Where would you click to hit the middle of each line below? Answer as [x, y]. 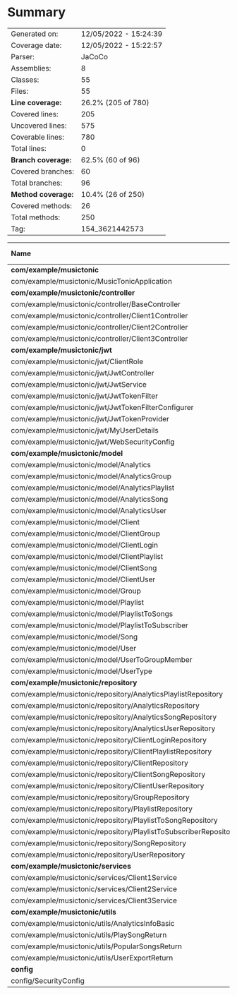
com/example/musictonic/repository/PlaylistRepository [102, 809]
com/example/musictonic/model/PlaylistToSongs [92, 613]
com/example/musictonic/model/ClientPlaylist [87, 556]
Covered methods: [42, 205]
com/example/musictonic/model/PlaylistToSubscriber [99, 625]
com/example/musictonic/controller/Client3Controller [99, 338]
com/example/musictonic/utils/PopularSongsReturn [96, 946]
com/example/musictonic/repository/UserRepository [98, 855]
